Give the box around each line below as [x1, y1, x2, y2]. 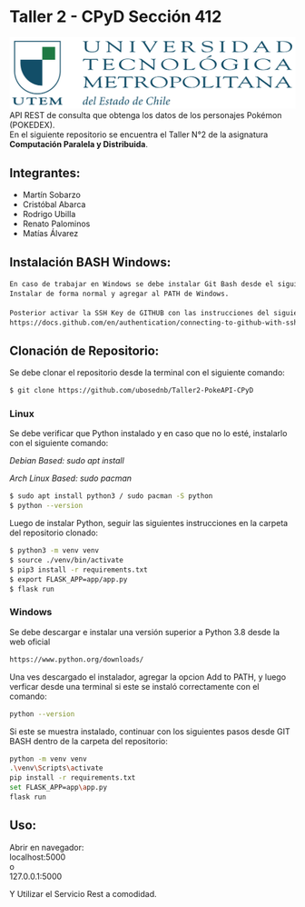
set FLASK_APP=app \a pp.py [9, 783, 107, 792]
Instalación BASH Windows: [9, 254, 172, 270]
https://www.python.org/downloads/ [9, 654, 144, 664]
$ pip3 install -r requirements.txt [9, 565, 148, 574]
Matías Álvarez [22, 228, 79, 239]
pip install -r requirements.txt [9, 773, 136, 782]
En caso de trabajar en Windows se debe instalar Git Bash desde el [9, 280, 274, 289]
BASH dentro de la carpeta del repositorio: [9, 735, 168, 746]
